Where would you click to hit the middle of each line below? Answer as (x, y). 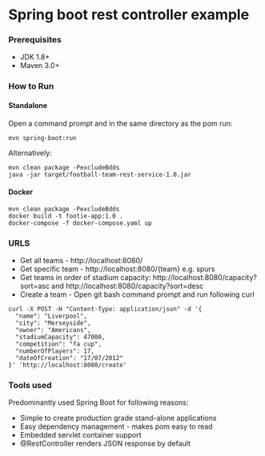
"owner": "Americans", (53, 330)
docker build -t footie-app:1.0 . (66, 216)
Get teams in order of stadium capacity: (85, 278)
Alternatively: (30, 153)
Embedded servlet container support (80, 435)
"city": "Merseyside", (53, 323)
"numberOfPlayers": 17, (55, 351)
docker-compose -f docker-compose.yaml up (80, 223)
